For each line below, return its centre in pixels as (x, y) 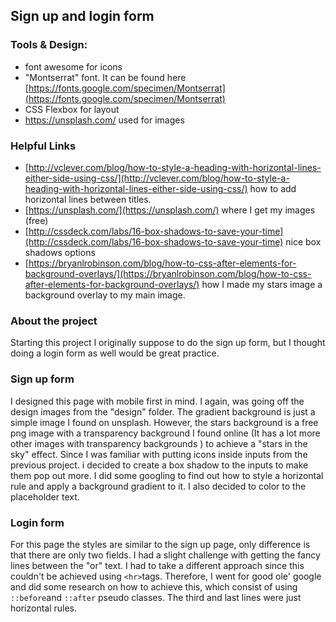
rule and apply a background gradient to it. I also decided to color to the (158, 486)
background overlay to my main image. (105, 295)
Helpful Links (43, 146)
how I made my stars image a (262, 284)
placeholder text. (45, 496)
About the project (54, 321)
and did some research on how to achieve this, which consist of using (154, 586)
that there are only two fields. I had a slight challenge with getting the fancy (165, 555)
